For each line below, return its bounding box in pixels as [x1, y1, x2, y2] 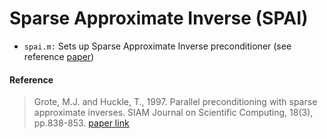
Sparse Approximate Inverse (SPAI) [9, 7, 309, 30]
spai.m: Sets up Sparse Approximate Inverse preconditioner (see [23, 40, 292, 52]
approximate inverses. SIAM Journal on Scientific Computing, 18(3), [33, 107, 314, 119]
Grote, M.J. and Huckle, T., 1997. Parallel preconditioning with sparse [33, 96, 318, 108]
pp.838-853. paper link [33, 117, 130, 129]
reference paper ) [23, 50, 95, 62]
